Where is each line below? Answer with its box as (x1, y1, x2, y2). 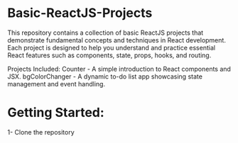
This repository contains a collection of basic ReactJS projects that (7, 28, 204, 37)
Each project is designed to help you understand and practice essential (7, 43, 215, 52)
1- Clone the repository (7, 127, 75, 136)
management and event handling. (7, 79, 105, 88)
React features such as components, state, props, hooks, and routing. (7, 51, 212, 59)
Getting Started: (7, 105, 104, 121)
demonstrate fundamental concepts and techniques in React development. (7, 35, 226, 44)
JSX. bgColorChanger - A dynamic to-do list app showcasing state (7, 72, 202, 81)
